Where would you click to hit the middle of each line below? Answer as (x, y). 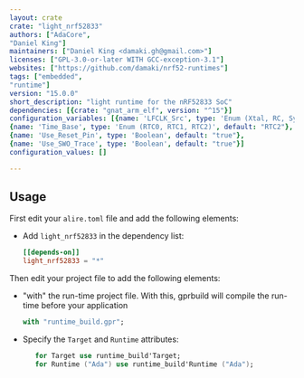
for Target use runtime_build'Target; (108, 356)
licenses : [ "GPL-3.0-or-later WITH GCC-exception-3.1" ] (117, 60)
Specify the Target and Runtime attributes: (100, 339)
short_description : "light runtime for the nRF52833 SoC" (121, 102)
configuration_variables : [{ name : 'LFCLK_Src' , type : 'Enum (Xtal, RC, (147, 118)
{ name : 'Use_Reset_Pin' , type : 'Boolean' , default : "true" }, (127, 136)
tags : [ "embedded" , (46, 77)
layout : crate (36, 18)
